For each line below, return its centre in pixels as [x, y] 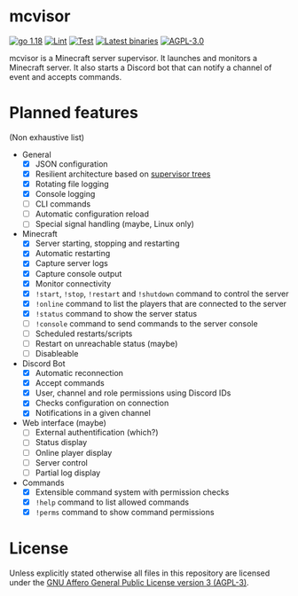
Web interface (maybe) [64, 423]
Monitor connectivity [73, 283]
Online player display [74, 452]
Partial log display [68, 473]
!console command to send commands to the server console [147, 323]
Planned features [74, 113]
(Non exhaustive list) [47, 137]
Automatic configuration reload [92, 214]
